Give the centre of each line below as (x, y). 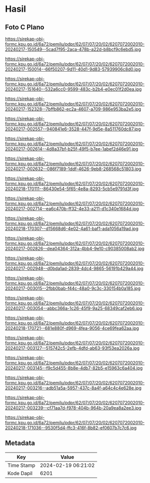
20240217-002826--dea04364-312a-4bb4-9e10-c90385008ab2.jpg (75, 248)
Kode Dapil (20, 473)
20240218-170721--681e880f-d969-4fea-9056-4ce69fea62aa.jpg (72, 328)
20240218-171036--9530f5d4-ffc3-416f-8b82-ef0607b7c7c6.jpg (71, 428)
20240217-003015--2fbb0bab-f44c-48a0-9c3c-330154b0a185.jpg (73, 288)
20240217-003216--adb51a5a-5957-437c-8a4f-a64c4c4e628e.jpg (73, 388)
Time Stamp (21, 465)
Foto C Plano (25, 27)
